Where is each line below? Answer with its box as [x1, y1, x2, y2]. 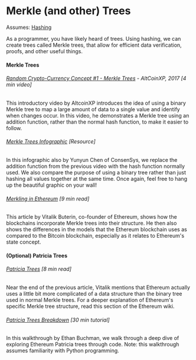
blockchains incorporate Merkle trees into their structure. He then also [6, 220, 177, 227]
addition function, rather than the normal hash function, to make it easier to [6, 118, 189, 125]
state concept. [6, 238, 41, 246]
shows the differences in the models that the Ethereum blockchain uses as [6, 226, 187, 233]
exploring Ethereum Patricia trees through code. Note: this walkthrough [6, 341, 179, 348]
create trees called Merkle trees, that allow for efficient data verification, [6, 41, 182, 48]
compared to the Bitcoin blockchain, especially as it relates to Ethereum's [6, 232, 185, 239]
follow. [6, 124, 22, 131]
